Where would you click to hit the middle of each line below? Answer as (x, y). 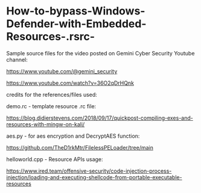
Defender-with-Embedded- (76, 24)
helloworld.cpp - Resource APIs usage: (55, 159)
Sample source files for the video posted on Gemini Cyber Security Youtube (101, 53)
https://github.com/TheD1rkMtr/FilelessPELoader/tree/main (80, 147)
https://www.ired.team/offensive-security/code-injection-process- (89, 171)
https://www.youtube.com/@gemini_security (62, 71)
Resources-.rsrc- (51, 37)
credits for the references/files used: (52, 94)
